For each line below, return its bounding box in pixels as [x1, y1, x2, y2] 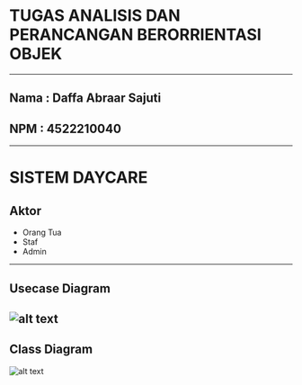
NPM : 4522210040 [9, 121, 121, 136]
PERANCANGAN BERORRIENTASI [9, 24, 262, 45]
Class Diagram [9, 342, 93, 357]
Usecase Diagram [9, 281, 111, 296]
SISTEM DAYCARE [9, 167, 148, 188]
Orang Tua [22, 227, 62, 238]
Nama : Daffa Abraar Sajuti [9, 91, 162, 106]
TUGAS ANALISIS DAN [9, 5, 182, 26]
